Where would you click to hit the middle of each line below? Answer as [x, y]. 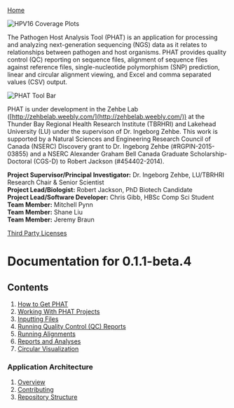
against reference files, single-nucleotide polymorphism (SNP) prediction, [114, 67]
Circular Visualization [48, 349]
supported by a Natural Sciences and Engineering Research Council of [109, 139]
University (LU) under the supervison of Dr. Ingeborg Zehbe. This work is [113, 131]
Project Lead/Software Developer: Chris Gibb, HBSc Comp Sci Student [111, 197]
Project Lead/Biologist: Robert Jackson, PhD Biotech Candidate [100, 190]
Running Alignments [46, 334]
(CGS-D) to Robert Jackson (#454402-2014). [99, 161]
